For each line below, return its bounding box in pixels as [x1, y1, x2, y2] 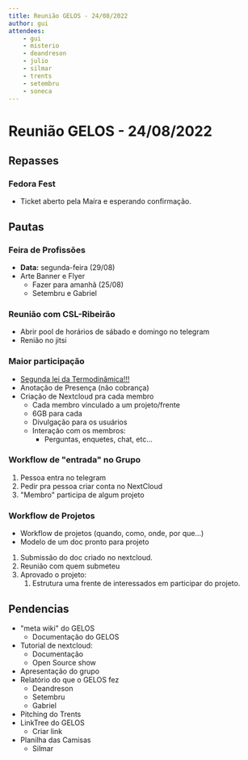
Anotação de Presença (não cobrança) [19, 382, 149, 392]
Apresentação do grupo [19, 666, 99, 676]
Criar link [32, 726, 63, 736]
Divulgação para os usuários [32, 417, 128, 427]
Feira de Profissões [8, 244, 86, 255]
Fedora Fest [8, 178, 57, 189]
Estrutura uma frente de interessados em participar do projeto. [32, 579, 241, 589]
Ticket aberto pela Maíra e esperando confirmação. [19, 196, 191, 206]
